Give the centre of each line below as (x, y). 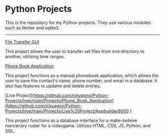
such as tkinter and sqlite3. (32, 27)
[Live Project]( (19, 95)
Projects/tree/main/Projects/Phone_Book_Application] (59, 100)
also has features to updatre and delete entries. (53, 86)
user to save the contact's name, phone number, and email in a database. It (81, 80)
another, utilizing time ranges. (35, 56)
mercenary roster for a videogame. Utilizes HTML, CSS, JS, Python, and (78, 125)
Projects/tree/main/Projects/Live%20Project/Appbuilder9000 (67, 111)
